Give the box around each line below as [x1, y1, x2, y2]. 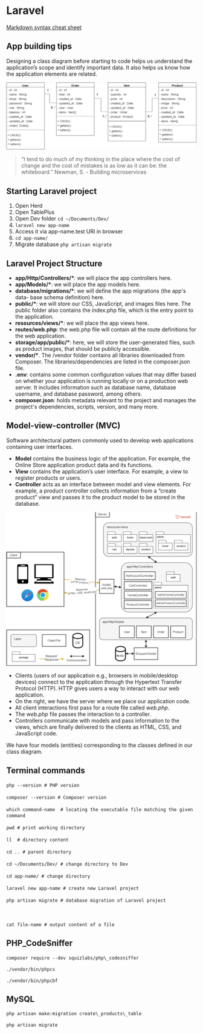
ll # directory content [6, 837, 69, 843]
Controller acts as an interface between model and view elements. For [14, 480, 192, 488]
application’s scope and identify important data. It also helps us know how [6, 64, 190, 71]
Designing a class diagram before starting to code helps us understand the [6, 57, 193, 64]
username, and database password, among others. [14, 390, 143, 397]
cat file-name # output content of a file [6, 921, 115, 927]
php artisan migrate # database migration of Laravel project [6, 897, 166, 903]
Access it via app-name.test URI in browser [14, 228, 123, 235]
